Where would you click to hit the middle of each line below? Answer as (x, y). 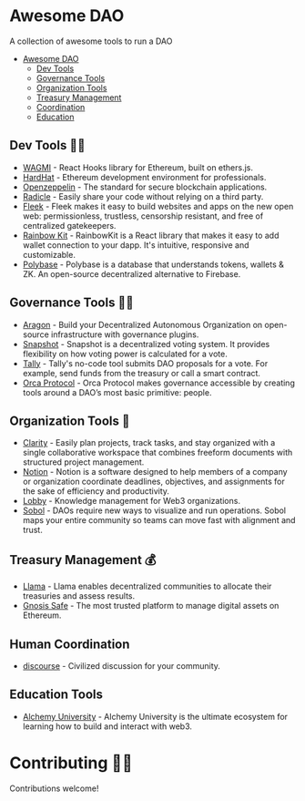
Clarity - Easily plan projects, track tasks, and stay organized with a (149, 443)
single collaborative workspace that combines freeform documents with (158, 453)
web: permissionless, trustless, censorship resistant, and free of (143, 216)
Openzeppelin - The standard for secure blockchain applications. (145, 187)
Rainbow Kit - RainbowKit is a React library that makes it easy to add (151, 235)
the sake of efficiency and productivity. (96, 491)
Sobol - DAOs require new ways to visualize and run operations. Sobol (154, 510)
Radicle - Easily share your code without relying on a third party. (143, 196)
